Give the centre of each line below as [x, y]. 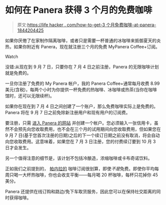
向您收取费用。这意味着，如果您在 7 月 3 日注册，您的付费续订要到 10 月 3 [81, 141]
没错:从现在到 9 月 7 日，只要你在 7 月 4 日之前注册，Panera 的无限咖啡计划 [82, 67]
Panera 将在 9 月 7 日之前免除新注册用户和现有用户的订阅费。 [68, 112]
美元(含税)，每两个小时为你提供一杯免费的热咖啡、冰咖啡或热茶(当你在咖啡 [81, 89]
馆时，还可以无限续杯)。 [30, 96]
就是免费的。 [18, 73]
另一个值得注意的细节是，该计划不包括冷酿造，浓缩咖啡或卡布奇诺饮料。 [79, 158]
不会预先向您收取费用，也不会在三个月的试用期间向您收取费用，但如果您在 [85, 129]
